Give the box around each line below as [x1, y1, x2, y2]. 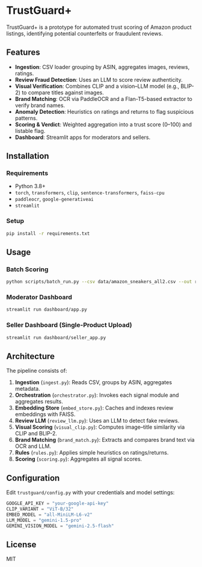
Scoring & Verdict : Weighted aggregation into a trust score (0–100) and [14, 121, 192, 128]
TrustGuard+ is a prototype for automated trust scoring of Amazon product [6, 23, 192, 31]
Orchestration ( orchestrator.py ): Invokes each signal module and [14, 391, 179, 399]
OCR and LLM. [14, 443, 51, 450]
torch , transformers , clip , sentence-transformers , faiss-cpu [14, 189, 165, 196]
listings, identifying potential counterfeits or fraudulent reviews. [6, 29, 164, 37]
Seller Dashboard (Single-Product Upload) [6, 321, 132, 329]
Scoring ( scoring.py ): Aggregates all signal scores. [14, 455, 142, 463]
